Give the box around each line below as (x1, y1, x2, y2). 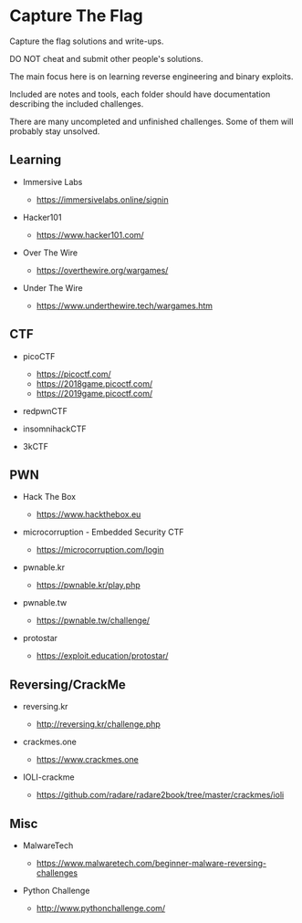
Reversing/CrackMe (9, 677, 126, 692)
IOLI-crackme (22, 772, 75, 783)
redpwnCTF (22, 405, 68, 416)
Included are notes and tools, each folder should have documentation (9, 88, 271, 99)
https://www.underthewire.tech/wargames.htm (36, 300, 213, 311)
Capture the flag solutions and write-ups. (9, 36, 164, 47)
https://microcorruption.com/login (36, 544, 164, 555)
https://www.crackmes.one (36, 754, 139, 765)
